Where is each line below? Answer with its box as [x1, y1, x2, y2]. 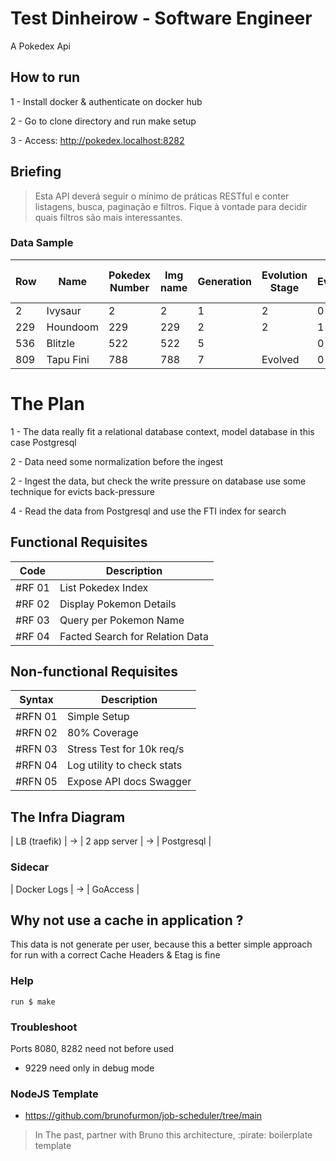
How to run [10, 69, 81, 86]
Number [109, 280, 150, 294]
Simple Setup [66, 710, 130, 724]
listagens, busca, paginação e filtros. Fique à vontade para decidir [34, 200, 308, 212]
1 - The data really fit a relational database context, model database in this [10, 425, 315, 437]
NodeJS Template [10, 1087, 99, 1101]
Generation [197, 274, 252, 288]
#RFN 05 [15, 775, 58, 789]
